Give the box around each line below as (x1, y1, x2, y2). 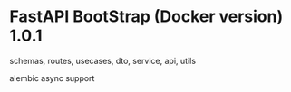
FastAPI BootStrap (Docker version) (9, 6, 284, 27)
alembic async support (9, 72, 95, 83)
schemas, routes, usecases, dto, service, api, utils (9, 55, 197, 66)
